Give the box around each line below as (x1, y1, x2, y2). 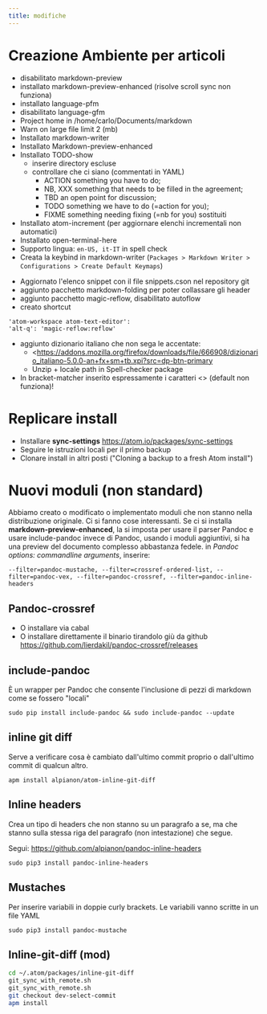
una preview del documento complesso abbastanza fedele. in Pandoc (8, 542, 239, 551)
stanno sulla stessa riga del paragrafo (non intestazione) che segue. (8, 828, 233, 837)
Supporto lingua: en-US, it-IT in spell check (19, 243, 168, 253)
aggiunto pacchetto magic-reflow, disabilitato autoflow (19, 293, 201, 303)
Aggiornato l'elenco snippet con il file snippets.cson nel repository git (19, 276, 250, 286)
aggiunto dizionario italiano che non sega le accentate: (19, 338, 201, 348)
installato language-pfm (19, 98, 99, 108)
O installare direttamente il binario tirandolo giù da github (19, 632, 208, 641)
